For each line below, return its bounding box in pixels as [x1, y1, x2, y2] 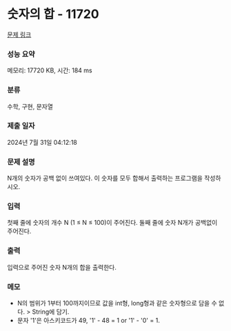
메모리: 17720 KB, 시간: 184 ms [7, 66, 92, 74]
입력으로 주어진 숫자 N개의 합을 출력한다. [7, 263, 117, 271]
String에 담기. [32, 308, 70, 316]
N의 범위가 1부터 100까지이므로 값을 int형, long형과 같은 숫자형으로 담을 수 [17, 299, 217, 308]
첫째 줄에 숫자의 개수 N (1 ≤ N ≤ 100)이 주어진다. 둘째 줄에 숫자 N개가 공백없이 [7, 219, 218, 227]
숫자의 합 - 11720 [7, 6, 99, 22]
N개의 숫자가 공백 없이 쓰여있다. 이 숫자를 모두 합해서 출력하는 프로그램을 [7, 174, 203, 183]
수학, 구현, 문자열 [7, 102, 54, 110]
